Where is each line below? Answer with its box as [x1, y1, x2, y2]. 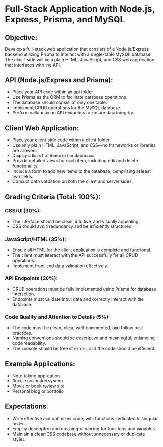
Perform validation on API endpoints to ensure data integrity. [12, 110, 135, 115]
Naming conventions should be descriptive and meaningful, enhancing [12, 335, 155, 341]
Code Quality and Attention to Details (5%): [5, 313, 110, 320]
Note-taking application [12, 373, 60, 379]
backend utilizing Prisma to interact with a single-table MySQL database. [5, 51, 152, 57]
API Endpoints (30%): [5, 275, 58, 282]
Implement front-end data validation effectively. [12, 263, 109, 268]
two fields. [12, 173, 34, 179]
